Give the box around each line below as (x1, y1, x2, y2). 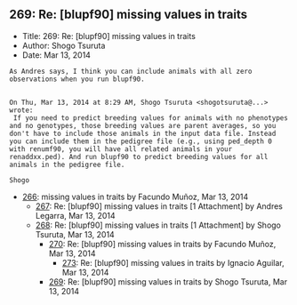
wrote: (9, 106, 34, 115)
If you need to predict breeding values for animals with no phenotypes (12, 113, 289, 123)
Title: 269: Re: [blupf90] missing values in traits (21, 30, 196, 41)
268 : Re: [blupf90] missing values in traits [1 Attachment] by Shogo (35, 220, 282, 230)
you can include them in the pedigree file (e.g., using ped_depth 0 (9, 137, 273, 146)
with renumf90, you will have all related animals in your (9, 144, 233, 154)
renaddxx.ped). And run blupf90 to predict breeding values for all (9, 152, 269, 161)
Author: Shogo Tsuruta (21, 40, 106, 51)
